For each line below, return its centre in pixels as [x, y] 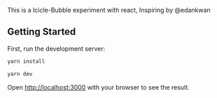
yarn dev [20, 74]
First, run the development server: [56, 49]
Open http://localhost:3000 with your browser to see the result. [99, 87]
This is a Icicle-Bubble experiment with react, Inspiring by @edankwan [109, 10]
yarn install [26, 61]
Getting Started [42, 32]
